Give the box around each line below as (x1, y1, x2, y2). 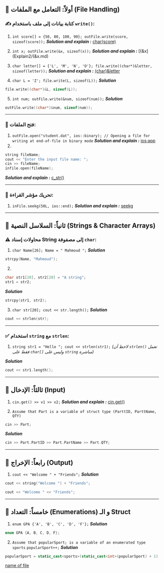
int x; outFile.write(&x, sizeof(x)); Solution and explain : (12, 48, 138, 54)
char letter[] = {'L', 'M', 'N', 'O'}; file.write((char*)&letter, (12, 64, 152, 69)
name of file (5, 563, 29, 569)
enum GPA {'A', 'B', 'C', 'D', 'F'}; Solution (12, 521, 107, 527)
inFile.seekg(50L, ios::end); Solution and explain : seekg (12, 203, 133, 208)
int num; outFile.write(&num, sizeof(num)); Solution (12, 95, 123, 101)
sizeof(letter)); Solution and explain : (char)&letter (12, 68, 121, 74)
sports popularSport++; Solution (12, 544, 78, 550)
